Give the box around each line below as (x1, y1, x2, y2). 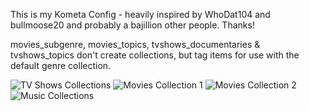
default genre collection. (10, 60, 112, 71)
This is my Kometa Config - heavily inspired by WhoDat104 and (10, 9, 271, 20)
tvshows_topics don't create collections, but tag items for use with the (10, 49, 300, 61)
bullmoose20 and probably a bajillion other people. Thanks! (10, 19, 255, 31)
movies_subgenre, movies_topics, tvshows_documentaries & (10, 39, 261, 50)
